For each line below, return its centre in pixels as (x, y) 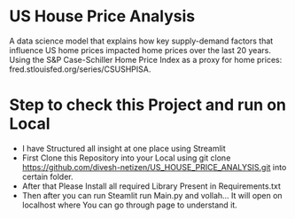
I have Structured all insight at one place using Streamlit (124, 148)
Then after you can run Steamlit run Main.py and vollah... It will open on (152, 195)
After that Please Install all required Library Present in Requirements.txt (151, 186)
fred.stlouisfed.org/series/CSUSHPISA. (80, 69)
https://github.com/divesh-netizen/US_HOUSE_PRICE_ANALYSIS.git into (154, 167)
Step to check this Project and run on (147, 105)
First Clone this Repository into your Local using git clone (126, 158)
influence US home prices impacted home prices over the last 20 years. (140, 50)
